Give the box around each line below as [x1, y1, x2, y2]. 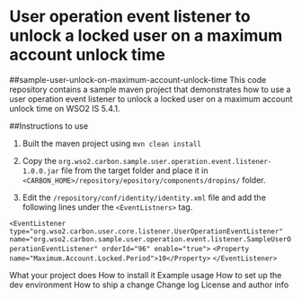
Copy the [22, 155, 57, 166]
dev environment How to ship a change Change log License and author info [9, 279, 289, 290]
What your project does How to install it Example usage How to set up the [9, 269, 282, 280]
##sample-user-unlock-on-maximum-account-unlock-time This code [9, 74, 267, 85]
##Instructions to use [9, 120, 88, 131]
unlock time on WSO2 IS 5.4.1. [9, 103, 120, 113]
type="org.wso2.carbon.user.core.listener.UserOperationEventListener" [9, 227, 283, 236]
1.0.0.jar [22, 167, 60, 176]
